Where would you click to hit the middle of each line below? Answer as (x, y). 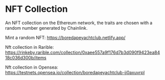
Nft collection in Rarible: (30, 47)
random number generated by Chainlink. (46, 28)
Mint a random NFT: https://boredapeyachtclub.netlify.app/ (65, 38)
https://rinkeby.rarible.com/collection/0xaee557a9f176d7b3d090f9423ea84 (82, 52)
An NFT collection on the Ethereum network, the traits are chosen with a (79, 23)
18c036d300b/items (26, 57)
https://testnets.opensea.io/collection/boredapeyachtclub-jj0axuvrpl (75, 72)
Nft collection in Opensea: (32, 67)
